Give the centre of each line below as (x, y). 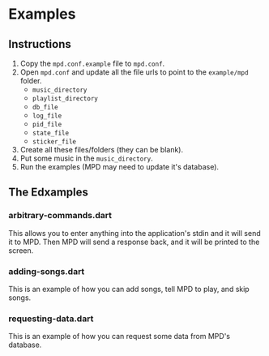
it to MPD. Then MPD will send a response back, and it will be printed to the (134, 242)
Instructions (40, 44)
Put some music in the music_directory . (86, 158)
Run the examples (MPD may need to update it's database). (120, 167)
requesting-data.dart (51, 319)
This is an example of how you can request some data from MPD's (120, 337)
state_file (51, 133)
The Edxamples (49, 193)
